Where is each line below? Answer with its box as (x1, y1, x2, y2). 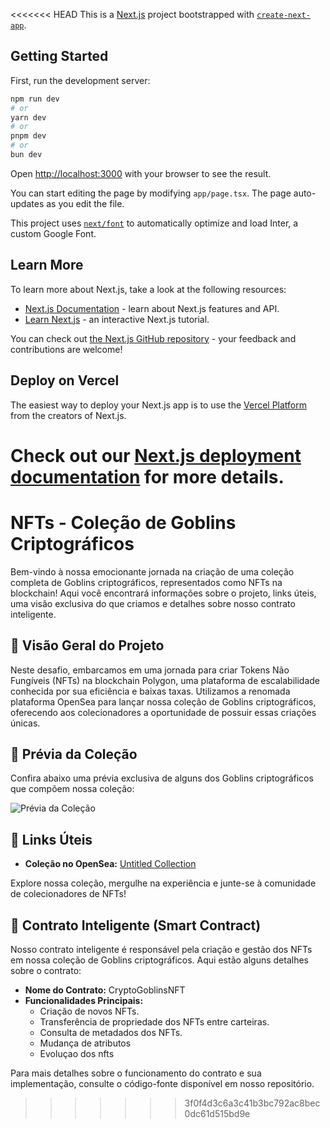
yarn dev (10, 112, 47, 123)
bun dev (10, 150, 43, 160)
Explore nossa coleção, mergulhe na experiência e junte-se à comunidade (10, 877, 317, 889)
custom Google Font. (10, 227, 97, 239)
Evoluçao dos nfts (39, 1047, 115, 1059)
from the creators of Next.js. (10, 409, 127, 421)
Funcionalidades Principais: (24, 994, 144, 1006)
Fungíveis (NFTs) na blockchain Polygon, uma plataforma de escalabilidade (10, 674, 320, 686)
